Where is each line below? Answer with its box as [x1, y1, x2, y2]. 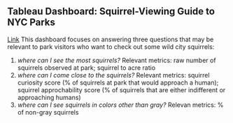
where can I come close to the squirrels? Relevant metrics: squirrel [17, 71, 210, 79]
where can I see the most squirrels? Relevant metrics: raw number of [17, 56, 216, 64]
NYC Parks [7, 17, 56, 29]
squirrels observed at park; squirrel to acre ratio [17, 63, 156, 72]
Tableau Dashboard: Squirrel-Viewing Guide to [7, 6, 216, 17]
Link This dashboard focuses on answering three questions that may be [7, 35, 214, 43]
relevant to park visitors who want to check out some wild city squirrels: [7, 42, 215, 51]
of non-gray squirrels [17, 108, 79, 116]
